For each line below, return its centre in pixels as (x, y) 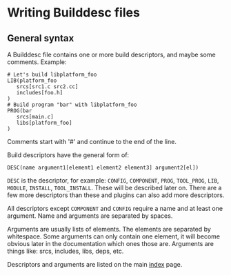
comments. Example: (37, 62)
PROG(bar (20, 111)
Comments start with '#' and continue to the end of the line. (92, 142)
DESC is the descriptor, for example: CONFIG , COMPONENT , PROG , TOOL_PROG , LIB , (113, 180)
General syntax (41, 38)
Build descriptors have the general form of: (68, 155)
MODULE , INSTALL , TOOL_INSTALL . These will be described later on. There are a (114, 188)
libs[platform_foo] (44, 123)
